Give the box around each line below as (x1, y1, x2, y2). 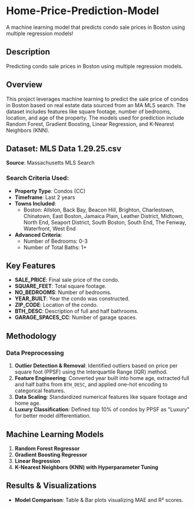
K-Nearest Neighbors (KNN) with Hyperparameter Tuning (14, 464, 158, 471)
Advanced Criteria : (14, 231, 62, 238)
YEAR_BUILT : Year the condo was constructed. (14, 295, 130, 302)
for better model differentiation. (14, 412, 91, 419)
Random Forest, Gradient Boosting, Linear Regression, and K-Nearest (6, 120, 174, 127)
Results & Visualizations (6, 481, 97, 491)
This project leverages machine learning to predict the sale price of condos (6, 95, 189, 103)
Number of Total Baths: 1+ (23, 243, 87, 251)
